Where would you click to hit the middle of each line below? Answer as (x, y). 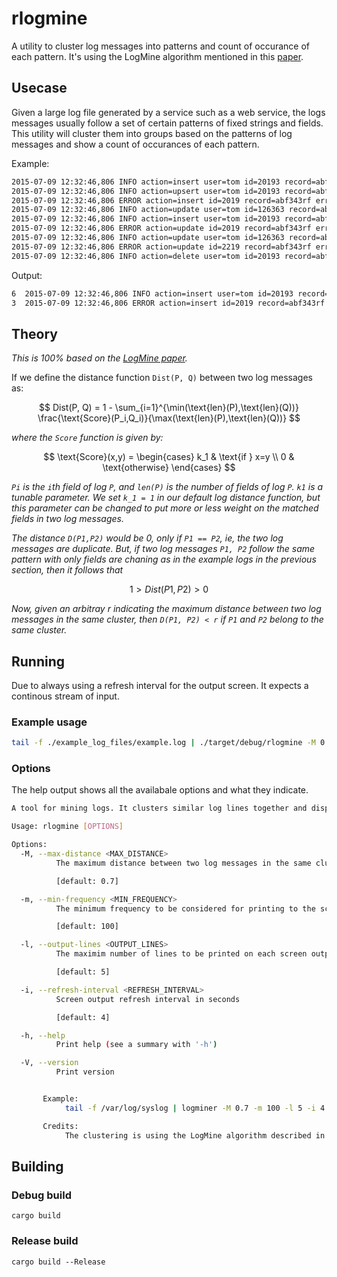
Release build (45, 1241)
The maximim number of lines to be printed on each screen (181, 954)
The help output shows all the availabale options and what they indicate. (160, 790)
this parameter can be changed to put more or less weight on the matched (165, 508)
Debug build (41, 1195)
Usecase (39, 88)
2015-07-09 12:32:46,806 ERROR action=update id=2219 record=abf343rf (161, 247)
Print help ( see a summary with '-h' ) (136, 1045)
